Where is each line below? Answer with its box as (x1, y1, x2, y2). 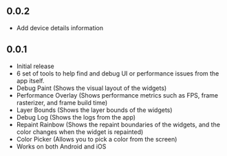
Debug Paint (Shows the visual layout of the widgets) (16, 84, 167, 92)
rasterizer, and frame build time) (16, 98, 108, 107)
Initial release (16, 62, 54, 70)
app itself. (16, 76, 45, 85)
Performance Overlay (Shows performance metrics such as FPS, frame (16, 91, 219, 99)
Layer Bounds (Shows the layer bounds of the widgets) (16, 106, 173, 114)
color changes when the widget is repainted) (16, 127, 144, 136)
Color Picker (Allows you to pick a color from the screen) (16, 135, 177, 143)
